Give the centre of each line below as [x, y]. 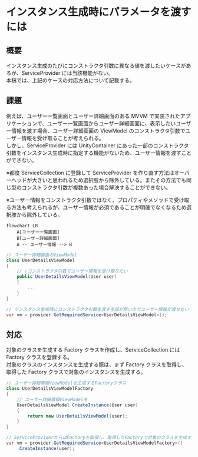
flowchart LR [22, 226]
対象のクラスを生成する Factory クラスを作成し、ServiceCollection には [93, 350]
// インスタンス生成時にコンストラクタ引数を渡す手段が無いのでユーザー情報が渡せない [98, 309]
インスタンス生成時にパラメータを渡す [99, 12]
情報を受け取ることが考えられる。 [63, 138]
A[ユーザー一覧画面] [38, 232]
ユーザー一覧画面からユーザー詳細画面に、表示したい [111, 123]
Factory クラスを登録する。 [39, 357]
